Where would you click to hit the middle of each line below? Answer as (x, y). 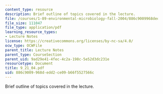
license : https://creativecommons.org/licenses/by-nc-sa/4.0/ (69, 41)
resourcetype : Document (29, 63)
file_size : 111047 (24, 23)
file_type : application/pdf (33, 28)
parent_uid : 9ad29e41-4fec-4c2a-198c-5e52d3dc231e (57, 59)
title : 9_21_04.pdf (25, 68)
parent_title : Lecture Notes (34, 50)
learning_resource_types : (31, 32)
